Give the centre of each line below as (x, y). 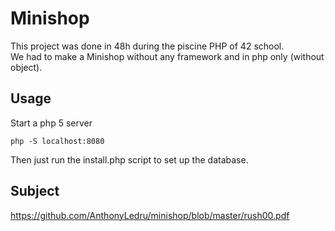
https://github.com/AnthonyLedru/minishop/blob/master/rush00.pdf (150, 215)
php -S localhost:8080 (57, 141)
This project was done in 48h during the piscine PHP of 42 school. (147, 46)
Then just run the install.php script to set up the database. (129, 159)
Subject (35, 191)
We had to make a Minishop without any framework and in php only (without (167, 56)
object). (26, 67)
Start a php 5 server (51, 123)
